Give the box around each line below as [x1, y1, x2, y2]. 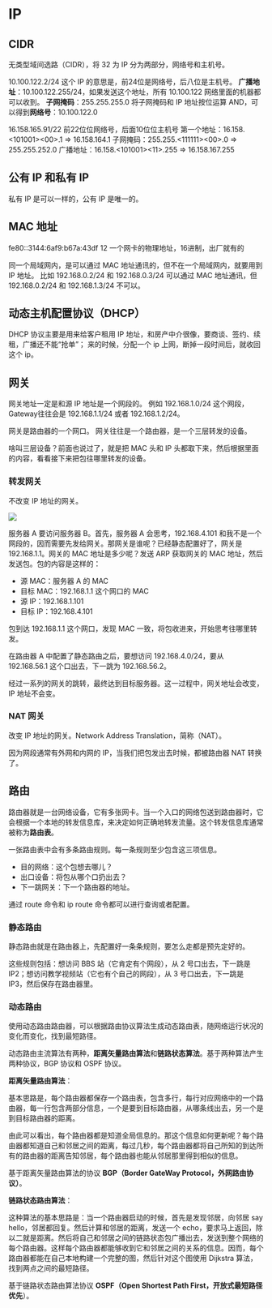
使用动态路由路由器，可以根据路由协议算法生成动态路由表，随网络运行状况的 [8, 1021, 264, 1031]
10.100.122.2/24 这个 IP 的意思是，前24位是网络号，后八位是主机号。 [8, 77, 237, 86]
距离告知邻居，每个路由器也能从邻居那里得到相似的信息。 [50, 1151, 243, 1160]
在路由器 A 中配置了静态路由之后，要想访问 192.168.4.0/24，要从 [8, 650, 224, 661]
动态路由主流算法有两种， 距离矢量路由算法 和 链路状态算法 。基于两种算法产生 [8, 1049, 264, 1058]
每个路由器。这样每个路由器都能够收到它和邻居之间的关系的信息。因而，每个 [8, 1243, 264, 1253]
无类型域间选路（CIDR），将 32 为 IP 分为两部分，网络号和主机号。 [8, 60, 229, 69]
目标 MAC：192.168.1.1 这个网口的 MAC [19, 585, 150, 596]
